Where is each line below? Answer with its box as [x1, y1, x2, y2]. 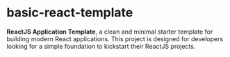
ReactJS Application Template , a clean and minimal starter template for [6, 27, 213, 36]
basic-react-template [6, 5, 133, 21]
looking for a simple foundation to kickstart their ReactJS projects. [6, 42, 196, 50]
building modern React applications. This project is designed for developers [6, 34, 224, 43]
